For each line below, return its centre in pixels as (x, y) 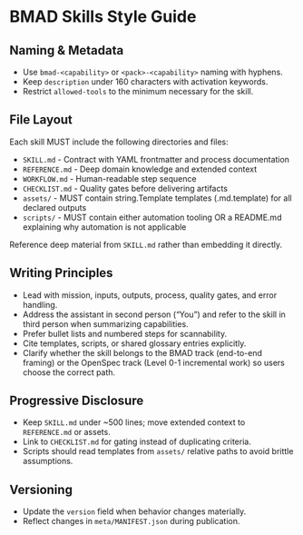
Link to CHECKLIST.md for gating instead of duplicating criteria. (137, 441)
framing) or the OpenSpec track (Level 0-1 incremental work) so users (154, 362)
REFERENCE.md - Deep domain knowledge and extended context (139, 169)
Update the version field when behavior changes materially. (134, 511)
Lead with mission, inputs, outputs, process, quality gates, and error (150, 295)
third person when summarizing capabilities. (105, 323)
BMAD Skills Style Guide (103, 17)
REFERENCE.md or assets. (66, 432)
